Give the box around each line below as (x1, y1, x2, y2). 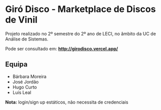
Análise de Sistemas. (5, 36, 49, 42)
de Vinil (5, 14, 38, 25)
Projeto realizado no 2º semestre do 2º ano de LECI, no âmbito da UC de (5, 30, 156, 36)
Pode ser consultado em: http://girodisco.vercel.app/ (5, 45, 118, 51)
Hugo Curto (12, 84, 37, 90)
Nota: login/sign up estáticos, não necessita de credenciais (5, 99, 129, 105)
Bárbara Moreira (12, 73, 47, 79)
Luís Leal (12, 89, 32, 95)
